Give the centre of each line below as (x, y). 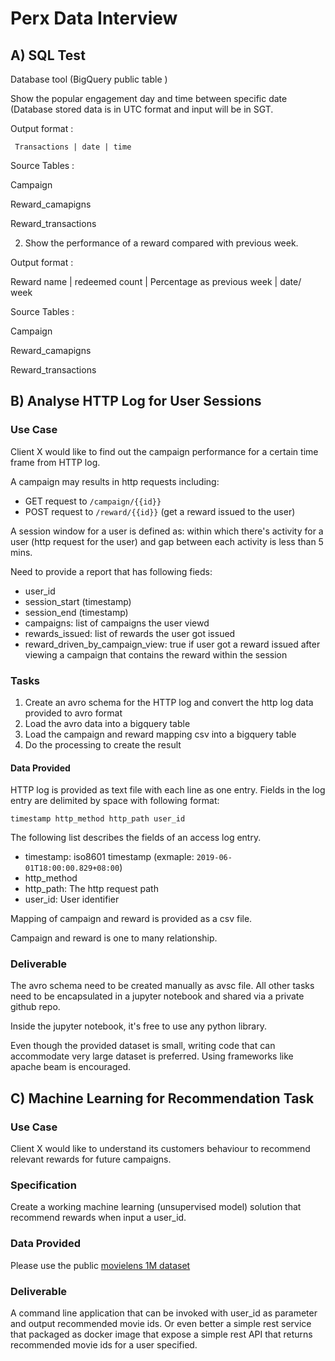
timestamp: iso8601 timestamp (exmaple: (109, 857)
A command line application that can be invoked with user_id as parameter (164, 1313)
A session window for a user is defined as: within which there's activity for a (167, 531)
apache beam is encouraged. (71, 1067)
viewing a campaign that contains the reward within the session (156, 654)
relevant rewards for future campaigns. (91, 1159)
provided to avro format (73, 713)
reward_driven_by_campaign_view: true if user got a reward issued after (172, 644)
